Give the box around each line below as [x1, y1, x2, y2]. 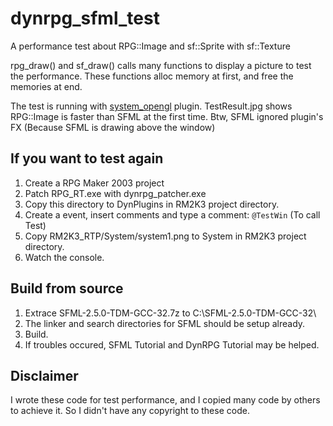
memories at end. [10, 80, 83, 92]
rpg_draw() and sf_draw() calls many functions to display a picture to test [10, 59, 312, 71]
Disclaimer [10, 367, 79, 384]
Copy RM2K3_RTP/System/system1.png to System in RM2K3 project [24, 230, 307, 242]
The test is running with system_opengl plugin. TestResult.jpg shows [10, 100, 293, 112]
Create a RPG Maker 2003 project [24, 177, 165, 189]
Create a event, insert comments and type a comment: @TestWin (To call [24, 208, 321, 221]
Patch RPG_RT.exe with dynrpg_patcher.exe [24, 187, 207, 199]
